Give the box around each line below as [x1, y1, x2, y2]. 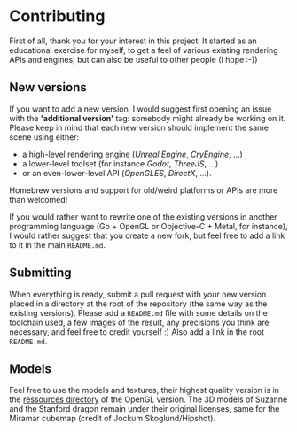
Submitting [9, 266, 73, 281]
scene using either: [9, 131, 80, 143]
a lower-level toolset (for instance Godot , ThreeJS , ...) [21, 158, 219, 169]
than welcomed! [9, 194, 68, 204]
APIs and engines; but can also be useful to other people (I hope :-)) [9, 54, 258, 65]
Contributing [9, 6, 106, 27]
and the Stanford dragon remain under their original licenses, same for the [9, 404, 280, 414]
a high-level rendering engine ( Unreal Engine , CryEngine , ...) [21, 149, 244, 159]
